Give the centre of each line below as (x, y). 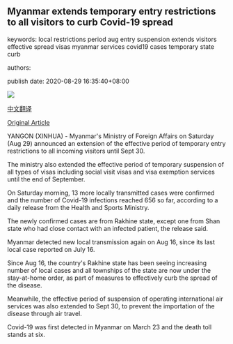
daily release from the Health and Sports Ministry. (78, 207)
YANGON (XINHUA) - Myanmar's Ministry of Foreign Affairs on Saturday (111, 136)
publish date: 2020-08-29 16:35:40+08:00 (69, 81)
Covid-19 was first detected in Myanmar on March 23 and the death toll (110, 327)
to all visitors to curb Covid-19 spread (90, 23)
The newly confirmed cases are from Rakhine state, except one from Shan (114, 221)
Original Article (29, 122)
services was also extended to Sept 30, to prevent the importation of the (111, 306)
